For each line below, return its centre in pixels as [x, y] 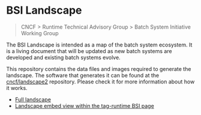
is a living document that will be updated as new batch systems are [89, 51]
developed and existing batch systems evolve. [64, 57]
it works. [17, 88]
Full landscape [33, 100]
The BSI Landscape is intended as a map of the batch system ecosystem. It [99, 45]
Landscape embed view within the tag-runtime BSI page [84, 105]
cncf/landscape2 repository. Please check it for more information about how [100, 82]
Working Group [40, 33]
